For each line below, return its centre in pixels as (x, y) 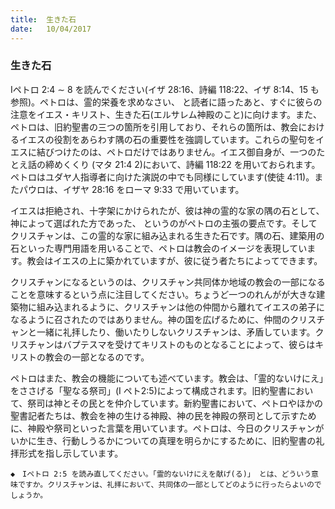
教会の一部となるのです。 (97, 357)
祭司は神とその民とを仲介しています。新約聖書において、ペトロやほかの (175, 403)
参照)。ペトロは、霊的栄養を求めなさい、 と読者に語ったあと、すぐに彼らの (166, 102)
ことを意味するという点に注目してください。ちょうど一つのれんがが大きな (163, 294)
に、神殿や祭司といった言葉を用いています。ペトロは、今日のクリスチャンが (167, 428)
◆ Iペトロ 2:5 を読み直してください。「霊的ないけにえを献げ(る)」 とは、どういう (161, 474)
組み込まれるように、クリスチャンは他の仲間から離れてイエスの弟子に (180, 307)
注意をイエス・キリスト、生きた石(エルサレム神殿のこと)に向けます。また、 (166, 114)
